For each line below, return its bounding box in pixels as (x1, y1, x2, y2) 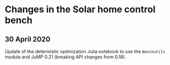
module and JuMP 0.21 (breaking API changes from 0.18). (5, 54, 126, 60)
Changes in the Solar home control (5, 4, 156, 15)
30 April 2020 (5, 35, 51, 44)
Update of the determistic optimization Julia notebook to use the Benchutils (5, 49, 165, 54)
